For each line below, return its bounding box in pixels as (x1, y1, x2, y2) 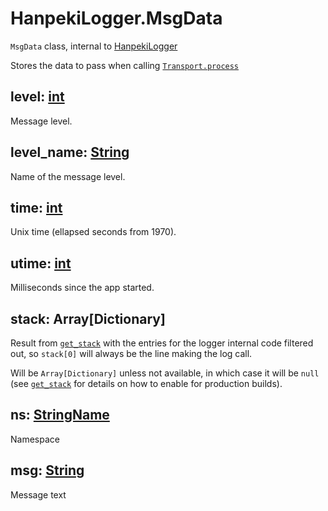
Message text (10, 488, 67, 501)
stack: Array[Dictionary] (10, 310, 166, 327)
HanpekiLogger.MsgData (10, 7, 223, 30)
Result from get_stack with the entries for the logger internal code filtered (10, 337, 314, 349)
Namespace (10, 433, 60, 445)
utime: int (10, 255, 72, 272)
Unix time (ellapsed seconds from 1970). (10, 226, 177, 238)
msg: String (10, 462, 85, 479)
